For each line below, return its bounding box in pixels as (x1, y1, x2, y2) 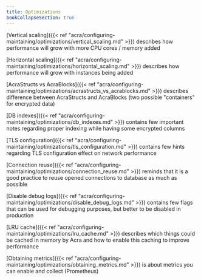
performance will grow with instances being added (6, 69, 134, 76)
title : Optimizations (6, 9, 61, 15)
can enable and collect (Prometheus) (6, 267, 99, 275)
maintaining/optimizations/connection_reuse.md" (6, 168, 129, 175)
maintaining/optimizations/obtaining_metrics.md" (6, 261, 129, 268)
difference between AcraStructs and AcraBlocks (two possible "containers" (6, 94, 196, 101)
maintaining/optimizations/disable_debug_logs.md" (6, 199, 135, 206)
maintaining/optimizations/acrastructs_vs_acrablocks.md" (6, 87, 151, 94)
